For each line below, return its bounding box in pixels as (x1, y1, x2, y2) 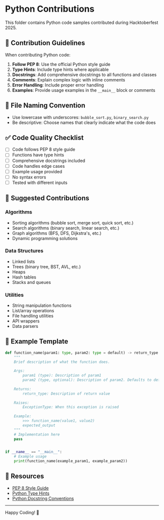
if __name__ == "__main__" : (5, 450, 62, 455)
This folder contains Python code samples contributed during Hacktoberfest (5, 20, 159, 25)
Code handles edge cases (12, 163, 65, 169)
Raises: (14, 400, 29, 405)
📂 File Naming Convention (5, 101, 85, 110)
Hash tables (12, 274, 37, 280)
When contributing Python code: (5, 52, 71, 58)
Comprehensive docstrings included (12, 158, 85, 163)
